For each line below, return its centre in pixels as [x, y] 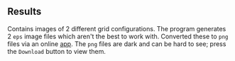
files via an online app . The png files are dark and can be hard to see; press [117, 44]
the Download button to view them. [57, 51]
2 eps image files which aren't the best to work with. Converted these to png [118, 36]
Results [24, 12]
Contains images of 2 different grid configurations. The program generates [117, 28]
